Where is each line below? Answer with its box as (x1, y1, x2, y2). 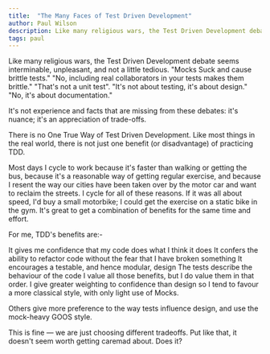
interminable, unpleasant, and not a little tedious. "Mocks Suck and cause (8, 65, 252, 75)
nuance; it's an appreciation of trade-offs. (8, 114, 147, 125)
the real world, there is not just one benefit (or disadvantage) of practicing (8, 138, 254, 149)
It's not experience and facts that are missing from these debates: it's (8, 106, 239, 116)
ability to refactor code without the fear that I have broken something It (8, 254, 243, 264)
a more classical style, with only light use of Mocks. (8, 288, 179, 298)
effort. (8, 214, 30, 224)
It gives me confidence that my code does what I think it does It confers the (8, 245, 259, 255)
